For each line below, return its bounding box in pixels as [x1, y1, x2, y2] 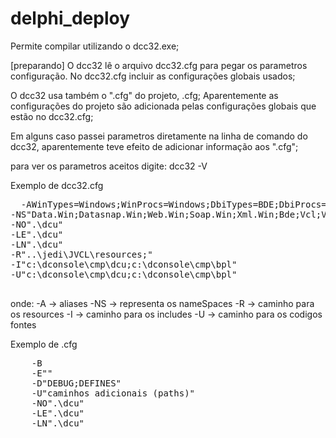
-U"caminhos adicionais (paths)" [31, 387, 196, 399]
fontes [10, 318, 37, 331]
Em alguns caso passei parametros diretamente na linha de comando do [10, 130, 308, 142]
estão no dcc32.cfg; [10, 110, 94, 122]
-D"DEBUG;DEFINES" [31, 377, 122, 389]
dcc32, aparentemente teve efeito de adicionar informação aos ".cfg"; [10, 140, 299, 152]
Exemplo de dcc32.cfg [10, 179, 104, 191]
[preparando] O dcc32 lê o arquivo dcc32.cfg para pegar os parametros [10, 59, 308, 71]
